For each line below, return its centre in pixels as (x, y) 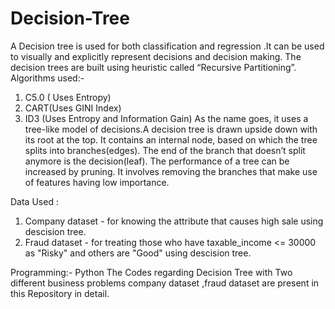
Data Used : (34, 201)
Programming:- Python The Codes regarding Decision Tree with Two (151, 272)
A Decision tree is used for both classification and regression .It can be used (167, 46)
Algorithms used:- (47, 78)
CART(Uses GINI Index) (73, 108)
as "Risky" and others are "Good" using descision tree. (138, 253)
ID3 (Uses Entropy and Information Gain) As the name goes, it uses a (166, 118)
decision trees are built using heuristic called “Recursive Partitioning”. (153, 67)
